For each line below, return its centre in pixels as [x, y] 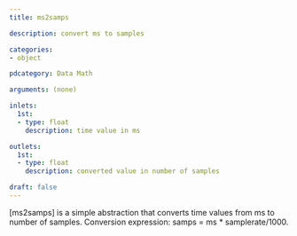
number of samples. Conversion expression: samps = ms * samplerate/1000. [149, 222]
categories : [31, 50]
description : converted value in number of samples [122, 171]
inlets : [23, 106]
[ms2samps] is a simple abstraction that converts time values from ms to [142, 212]
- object [25, 58]
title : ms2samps [39, 17]
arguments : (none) [43, 90]
